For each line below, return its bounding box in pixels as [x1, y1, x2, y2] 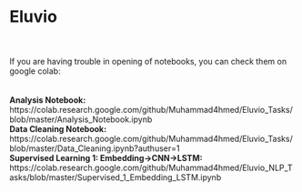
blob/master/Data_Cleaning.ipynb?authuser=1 [9, 143, 180, 154]
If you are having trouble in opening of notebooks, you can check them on [9, 56, 287, 66]
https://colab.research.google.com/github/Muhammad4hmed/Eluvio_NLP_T [9, 162, 293, 173]
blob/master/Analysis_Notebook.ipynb [9, 114, 153, 125]
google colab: [9, 66, 61, 76]
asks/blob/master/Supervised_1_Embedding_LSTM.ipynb [9, 171, 222, 183]
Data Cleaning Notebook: [9, 123, 107, 134]
